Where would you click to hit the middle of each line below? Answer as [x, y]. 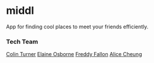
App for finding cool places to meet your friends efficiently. [77, 27]
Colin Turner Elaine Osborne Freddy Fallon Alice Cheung [74, 54]
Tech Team [22, 42]
